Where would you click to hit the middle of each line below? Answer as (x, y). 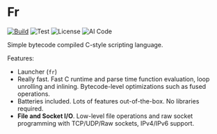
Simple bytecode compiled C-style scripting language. (85, 44)
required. (30, 108)
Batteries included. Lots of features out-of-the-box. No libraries (108, 101)
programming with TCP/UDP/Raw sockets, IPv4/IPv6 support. (106, 123)
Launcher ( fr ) (37, 72)
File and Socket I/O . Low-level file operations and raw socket (105, 116)
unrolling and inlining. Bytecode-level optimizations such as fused (112, 86)
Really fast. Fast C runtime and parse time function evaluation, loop (113, 79)
